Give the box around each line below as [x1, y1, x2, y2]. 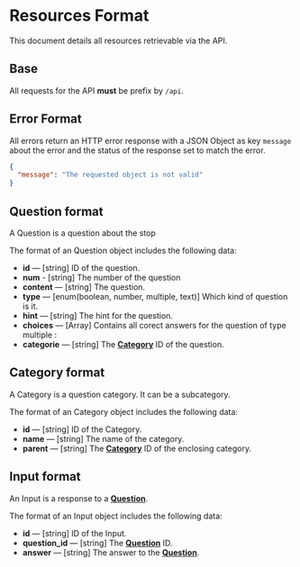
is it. [22, 301, 39, 311]
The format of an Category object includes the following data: [9, 406, 239, 417]
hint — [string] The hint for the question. [22, 310, 174, 320]
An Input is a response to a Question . [9, 492, 149, 504]
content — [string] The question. [22, 282, 146, 292]
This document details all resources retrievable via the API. [9, 35, 228, 46]
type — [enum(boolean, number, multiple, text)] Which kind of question [22, 292, 288, 301]
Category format [9, 365, 105, 381]
